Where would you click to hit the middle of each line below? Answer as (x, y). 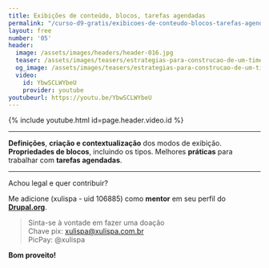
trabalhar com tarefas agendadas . (65, 160)
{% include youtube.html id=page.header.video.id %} (96, 120)
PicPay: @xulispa (56, 240)
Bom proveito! (32, 255)
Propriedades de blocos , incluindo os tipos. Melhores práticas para (121, 152)
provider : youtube (53, 90)
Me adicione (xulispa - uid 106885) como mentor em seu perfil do (117, 199)
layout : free (30, 30)
